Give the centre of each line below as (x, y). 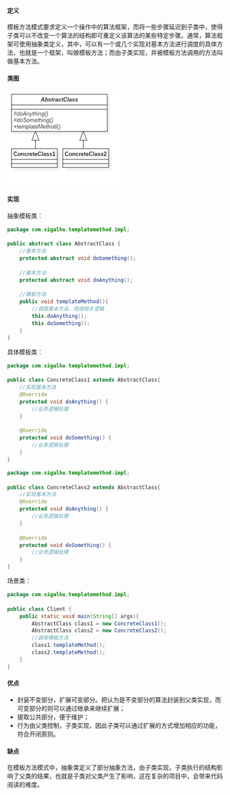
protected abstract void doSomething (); (78, 258)
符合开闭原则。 (38, 734)
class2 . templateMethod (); (69, 652)
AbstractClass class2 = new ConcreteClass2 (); (99, 631)
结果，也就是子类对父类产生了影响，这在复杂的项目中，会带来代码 (130, 776)
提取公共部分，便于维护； (53, 717)
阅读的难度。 (25, 785)
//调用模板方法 (50, 638)
